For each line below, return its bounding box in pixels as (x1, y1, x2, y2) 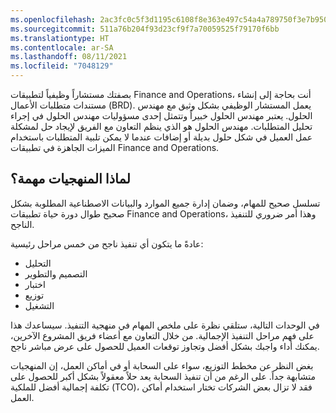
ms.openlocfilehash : (10, 14, 97, 25)
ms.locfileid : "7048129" (10, 61, 114, 71)
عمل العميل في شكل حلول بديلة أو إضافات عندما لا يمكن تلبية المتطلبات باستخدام (10, 131, 313, 143)
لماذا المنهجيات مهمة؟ (10, 171, 131, 188)
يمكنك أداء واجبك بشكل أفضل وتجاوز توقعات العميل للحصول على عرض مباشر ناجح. (10, 340, 320, 352)
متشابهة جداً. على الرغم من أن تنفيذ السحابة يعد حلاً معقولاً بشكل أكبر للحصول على (10, 370, 316, 382)
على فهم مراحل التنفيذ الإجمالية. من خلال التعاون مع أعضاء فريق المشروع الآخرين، (10, 329, 315, 341)
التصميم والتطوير (24, 267, 88, 280)
